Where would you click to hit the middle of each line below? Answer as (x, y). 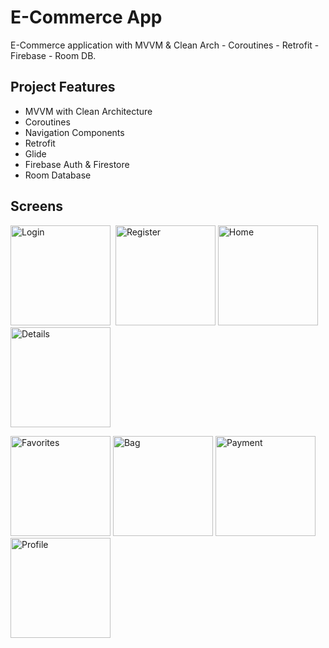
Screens (36, 206)
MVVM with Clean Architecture (88, 111)
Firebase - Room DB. (53, 55)
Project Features (63, 87)
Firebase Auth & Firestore (77, 164)
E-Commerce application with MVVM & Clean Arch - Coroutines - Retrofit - (165, 45)
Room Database (58, 175)
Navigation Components (74, 132)
